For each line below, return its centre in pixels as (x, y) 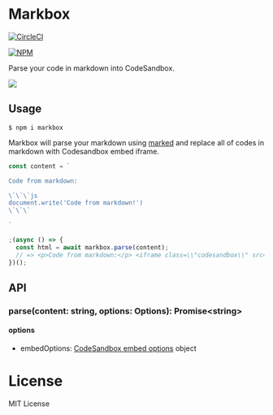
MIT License (29, 404)
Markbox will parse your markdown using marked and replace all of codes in (136, 142)
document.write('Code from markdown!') (76, 203)
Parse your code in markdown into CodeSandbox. (91, 68)
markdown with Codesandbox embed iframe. (84, 151)
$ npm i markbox (36, 128)
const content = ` (39, 166)
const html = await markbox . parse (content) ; (92, 247)
